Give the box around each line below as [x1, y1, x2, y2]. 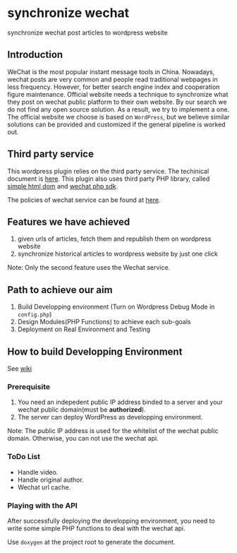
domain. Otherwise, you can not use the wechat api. [7, 434, 159, 443]
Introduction [7, 49, 63, 61]
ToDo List [7, 452, 41, 462]
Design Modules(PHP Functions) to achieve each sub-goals [17, 318, 191, 326]
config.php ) [17, 310, 52, 319]
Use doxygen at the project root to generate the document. [7, 537, 176, 546]
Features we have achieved [7, 215, 130, 227]
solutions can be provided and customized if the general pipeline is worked [7, 120, 226, 129]
